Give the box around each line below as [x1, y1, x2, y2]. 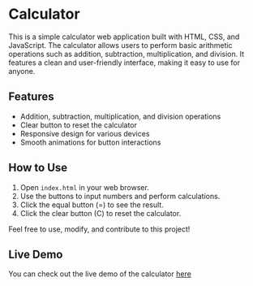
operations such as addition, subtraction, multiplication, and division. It [8, 49, 245, 58]
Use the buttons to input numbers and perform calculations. [19, 191, 221, 201]
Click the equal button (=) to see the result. [19, 200, 164, 210]
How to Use [8, 161, 68, 175]
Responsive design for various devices [19, 128, 150, 138]
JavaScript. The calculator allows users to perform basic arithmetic [8, 40, 233, 50]
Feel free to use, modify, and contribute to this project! [8, 224, 191, 234]
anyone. [8, 66, 36, 76]
